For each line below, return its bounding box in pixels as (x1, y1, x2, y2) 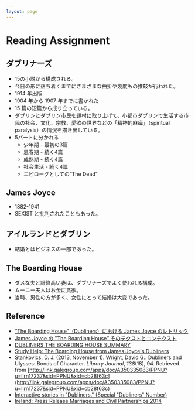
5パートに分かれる (14, 134, 60, 141)
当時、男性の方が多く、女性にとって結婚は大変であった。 (14, 294, 153, 301)
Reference (6, 311, 45, 321)
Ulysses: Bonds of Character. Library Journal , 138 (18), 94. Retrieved (14, 360, 180, 367)
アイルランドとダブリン (6, 229, 91, 239)
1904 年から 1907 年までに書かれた (14, 97, 99, 104)
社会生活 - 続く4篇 (23, 163, 69, 170)
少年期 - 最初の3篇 (23, 141, 69, 148)
